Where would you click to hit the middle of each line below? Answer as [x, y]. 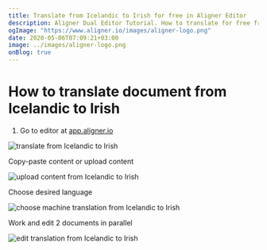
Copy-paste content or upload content [71, 161]
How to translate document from [118, 92]
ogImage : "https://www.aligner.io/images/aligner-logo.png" [110, 30]
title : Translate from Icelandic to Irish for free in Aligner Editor [128, 15]
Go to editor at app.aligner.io [66, 130]
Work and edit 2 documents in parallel [70, 222]
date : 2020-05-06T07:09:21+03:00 [64, 38]
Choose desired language [50, 192]
